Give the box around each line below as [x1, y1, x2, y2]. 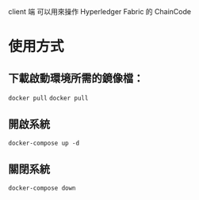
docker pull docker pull [8, 94, 89, 102]
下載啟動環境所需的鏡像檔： [8, 71, 144, 85]
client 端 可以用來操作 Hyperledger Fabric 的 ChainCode [8, 7, 192, 16]
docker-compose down [8, 184, 77, 192]
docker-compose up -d [8, 139, 80, 147]
